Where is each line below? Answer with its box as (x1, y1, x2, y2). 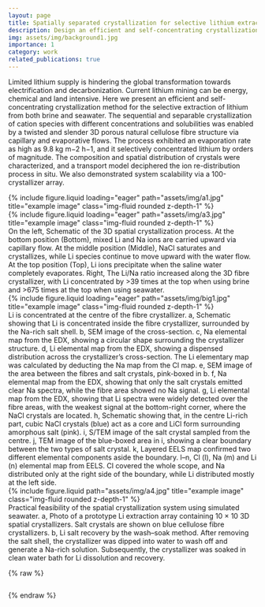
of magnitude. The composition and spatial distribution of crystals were (8, 152, 241, 162)
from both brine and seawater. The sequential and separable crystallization (8, 110, 252, 120)
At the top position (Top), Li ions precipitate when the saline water (8, 259, 222, 269)
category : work (8, 48, 58, 56)
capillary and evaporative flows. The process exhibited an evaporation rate (8, 136, 251, 145)
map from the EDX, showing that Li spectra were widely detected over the (8, 393, 248, 403)
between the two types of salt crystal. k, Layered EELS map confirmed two (8, 444, 251, 453)
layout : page (8, 11, 51, 20)
